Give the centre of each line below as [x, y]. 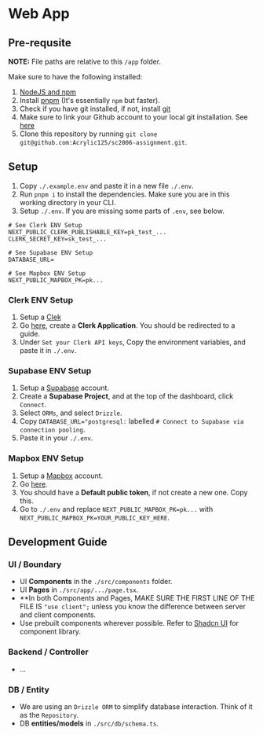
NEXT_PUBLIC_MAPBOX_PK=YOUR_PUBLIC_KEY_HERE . [95, 517]
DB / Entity [29, 689]
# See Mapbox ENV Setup [47, 273]
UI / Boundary [35, 564]
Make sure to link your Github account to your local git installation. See [134, 117]
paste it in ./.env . [48, 351]
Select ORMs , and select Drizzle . [71, 413]
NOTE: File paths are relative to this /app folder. [85, 61]
